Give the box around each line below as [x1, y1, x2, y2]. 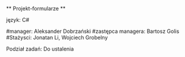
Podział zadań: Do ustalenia [6, 45, 74, 52]
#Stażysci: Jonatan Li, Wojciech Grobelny [6, 34, 108, 41]
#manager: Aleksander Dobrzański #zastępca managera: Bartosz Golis [6, 28, 180, 35]
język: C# [6, 16, 30, 23]
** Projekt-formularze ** [6, 5, 66, 12]
